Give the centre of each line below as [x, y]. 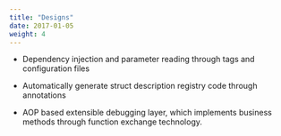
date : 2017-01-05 [42, 26]
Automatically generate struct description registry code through [140, 86]
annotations [44, 95]
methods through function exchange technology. [112, 122]
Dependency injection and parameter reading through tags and [138, 60]
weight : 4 [28, 34]
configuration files [56, 68]
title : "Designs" [42, 17]
